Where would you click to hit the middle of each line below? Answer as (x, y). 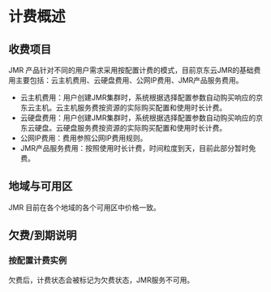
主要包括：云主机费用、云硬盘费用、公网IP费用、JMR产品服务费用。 (129, 80)
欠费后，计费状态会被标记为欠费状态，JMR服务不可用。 (101, 280)
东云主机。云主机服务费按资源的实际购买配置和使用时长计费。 (123, 107)
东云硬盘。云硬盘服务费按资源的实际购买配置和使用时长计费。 (123, 128)
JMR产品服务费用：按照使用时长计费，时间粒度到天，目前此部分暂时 (134, 148)
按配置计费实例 (38, 260)
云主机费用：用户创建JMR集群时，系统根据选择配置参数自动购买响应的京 (142, 97)
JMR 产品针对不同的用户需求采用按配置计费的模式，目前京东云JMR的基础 (131, 70)
